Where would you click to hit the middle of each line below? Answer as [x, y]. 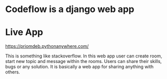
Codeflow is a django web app [70, 9]
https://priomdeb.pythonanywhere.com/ [47, 46]
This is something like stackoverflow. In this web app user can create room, [84, 56]
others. [13, 72]
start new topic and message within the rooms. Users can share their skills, [83, 61]
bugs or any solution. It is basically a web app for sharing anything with [79, 67]
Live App [24, 32]
